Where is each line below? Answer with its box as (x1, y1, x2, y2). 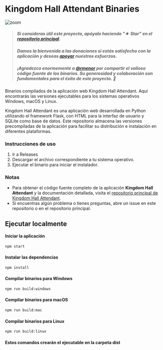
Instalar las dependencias (5, 254, 58, 260)
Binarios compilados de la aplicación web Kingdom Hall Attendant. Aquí (5, 88, 148, 94)
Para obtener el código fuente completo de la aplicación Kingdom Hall (12, 185, 153, 191)
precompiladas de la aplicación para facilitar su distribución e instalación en (5, 123, 157, 129)
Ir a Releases (12, 151, 38, 157)
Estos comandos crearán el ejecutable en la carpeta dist (5, 339, 120, 345)
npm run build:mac (5, 308, 42, 313)
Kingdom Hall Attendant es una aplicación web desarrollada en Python (5, 108, 146, 114)
